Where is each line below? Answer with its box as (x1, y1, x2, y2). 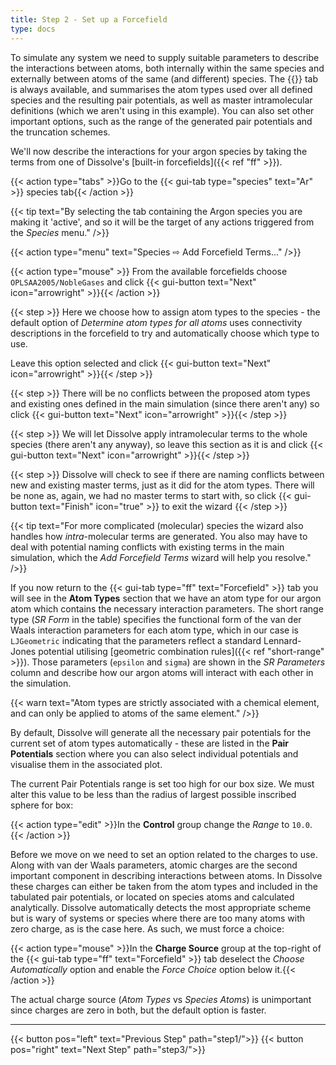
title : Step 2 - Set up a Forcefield (10, 14, 168, 25)
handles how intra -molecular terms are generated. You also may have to (10, 530, 308, 542)
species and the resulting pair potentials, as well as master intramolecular (10, 94, 313, 106)
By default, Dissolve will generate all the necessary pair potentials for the (10, 726, 312, 738)
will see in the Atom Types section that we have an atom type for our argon (10, 592, 322, 604)
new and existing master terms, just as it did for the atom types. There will (10, 479, 315, 491)
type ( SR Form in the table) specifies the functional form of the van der (10, 613, 302, 625)
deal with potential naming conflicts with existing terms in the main (10, 541, 285, 553)
